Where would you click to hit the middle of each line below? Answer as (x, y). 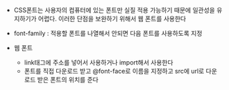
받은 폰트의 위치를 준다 (68, 80)
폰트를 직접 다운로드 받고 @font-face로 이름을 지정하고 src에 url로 (114, 71)
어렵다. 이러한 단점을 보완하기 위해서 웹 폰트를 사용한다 (112, 19)
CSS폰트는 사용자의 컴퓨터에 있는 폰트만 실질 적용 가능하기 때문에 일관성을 (114, 10)
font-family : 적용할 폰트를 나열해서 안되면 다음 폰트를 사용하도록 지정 (108, 33)
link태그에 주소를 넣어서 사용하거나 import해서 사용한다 (99, 63)
